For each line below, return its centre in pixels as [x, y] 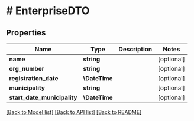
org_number [27, 69]
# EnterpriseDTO [48, 11]
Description [135, 49]
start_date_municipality [43, 97]
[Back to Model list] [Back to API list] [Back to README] [74, 112]
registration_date [34, 78]
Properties [26, 33]
